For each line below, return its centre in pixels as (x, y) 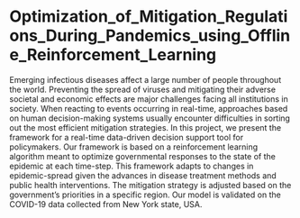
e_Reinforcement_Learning (113, 55)
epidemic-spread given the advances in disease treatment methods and (143, 175)
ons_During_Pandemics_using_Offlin (150, 36)
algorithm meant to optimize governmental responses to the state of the (143, 156)
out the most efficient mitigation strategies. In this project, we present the (145, 127)
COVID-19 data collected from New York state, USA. (106, 204)
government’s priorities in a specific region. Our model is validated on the (145, 195)
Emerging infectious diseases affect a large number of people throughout (145, 79)
